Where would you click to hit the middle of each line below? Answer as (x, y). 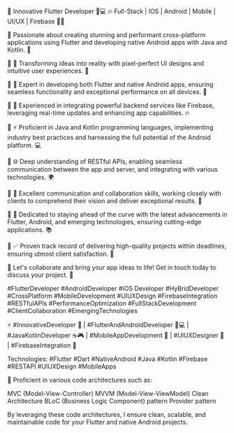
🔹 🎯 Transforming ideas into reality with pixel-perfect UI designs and (106, 63)
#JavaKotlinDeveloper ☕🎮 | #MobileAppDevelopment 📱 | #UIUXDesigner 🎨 (116, 335)
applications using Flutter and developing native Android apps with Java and (117, 42)
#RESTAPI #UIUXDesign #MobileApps (62, 366)
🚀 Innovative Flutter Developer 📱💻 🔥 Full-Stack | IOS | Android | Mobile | (111, 11)
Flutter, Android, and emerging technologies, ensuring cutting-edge (104, 222)
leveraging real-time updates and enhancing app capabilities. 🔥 (98, 113)
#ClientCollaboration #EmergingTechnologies (73, 311)
